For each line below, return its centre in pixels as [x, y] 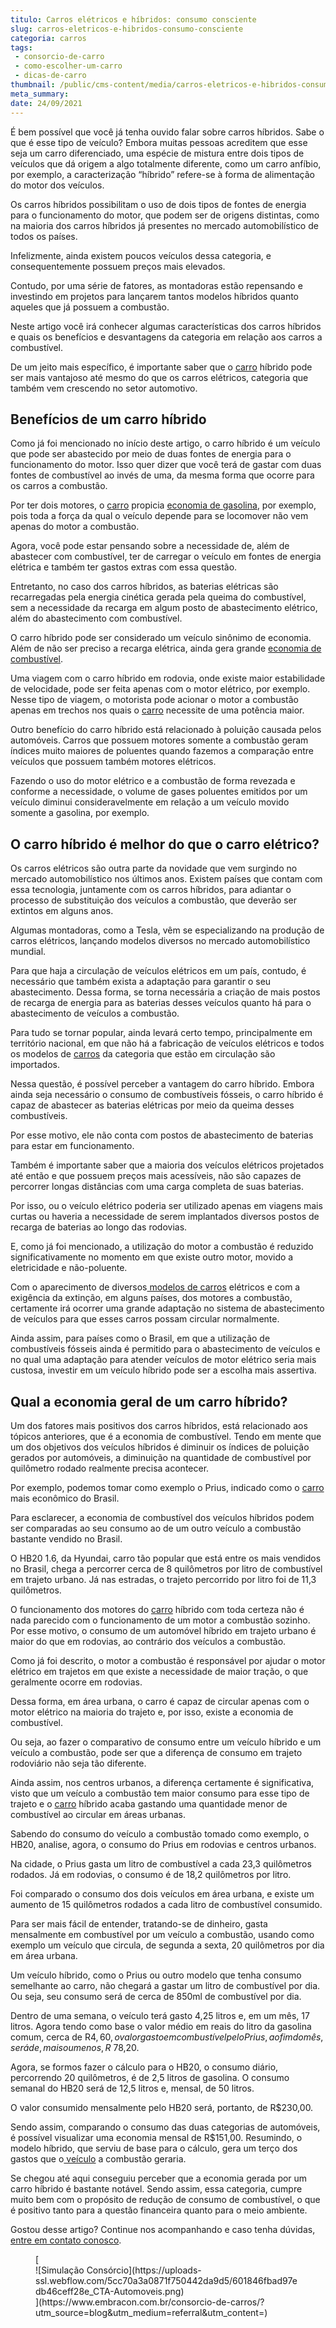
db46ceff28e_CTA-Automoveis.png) [110, 2291]
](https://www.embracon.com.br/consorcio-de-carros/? [150, 2302]
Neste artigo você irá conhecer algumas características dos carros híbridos [166, 326]
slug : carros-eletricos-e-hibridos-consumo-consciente [127, 29]
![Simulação [60, 2270]
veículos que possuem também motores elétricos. [113, 762]
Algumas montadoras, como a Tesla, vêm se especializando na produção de [167, 930]
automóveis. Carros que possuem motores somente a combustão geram [159, 740]
